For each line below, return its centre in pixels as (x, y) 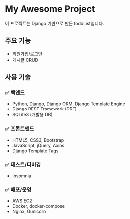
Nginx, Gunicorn (29, 211)
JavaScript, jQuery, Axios (38, 145)
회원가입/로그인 (27, 54)
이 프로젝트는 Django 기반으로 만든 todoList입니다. (55, 23)
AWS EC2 (22, 201)
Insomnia (22, 176)
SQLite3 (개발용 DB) (33, 115)
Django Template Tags (35, 151)
